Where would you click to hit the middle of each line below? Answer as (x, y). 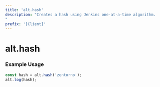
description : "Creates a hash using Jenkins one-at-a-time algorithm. (81, 15)
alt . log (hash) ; (21, 79)
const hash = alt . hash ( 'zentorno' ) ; (43, 75)
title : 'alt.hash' (24, 10)
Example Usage (25, 64)
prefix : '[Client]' (26, 24)
